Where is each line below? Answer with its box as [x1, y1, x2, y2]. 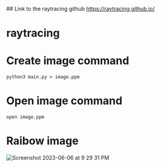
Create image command [6, 54, 130, 68]
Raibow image [6, 134, 79, 148]
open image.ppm [6, 114, 45, 120]
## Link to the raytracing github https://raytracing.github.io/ [6, 5, 156, 12]
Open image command [6, 94, 123, 108]
